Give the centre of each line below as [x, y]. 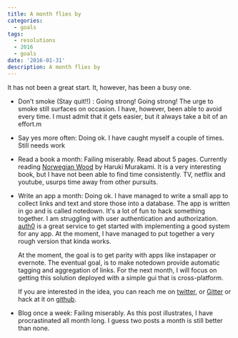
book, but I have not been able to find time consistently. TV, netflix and [122, 174]
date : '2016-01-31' [36, 61]
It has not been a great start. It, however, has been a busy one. [99, 87]
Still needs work [41, 145]
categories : [25, 21]
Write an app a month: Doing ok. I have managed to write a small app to [123, 195]
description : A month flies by [54, 67]
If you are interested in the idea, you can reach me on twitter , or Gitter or [124, 291]
